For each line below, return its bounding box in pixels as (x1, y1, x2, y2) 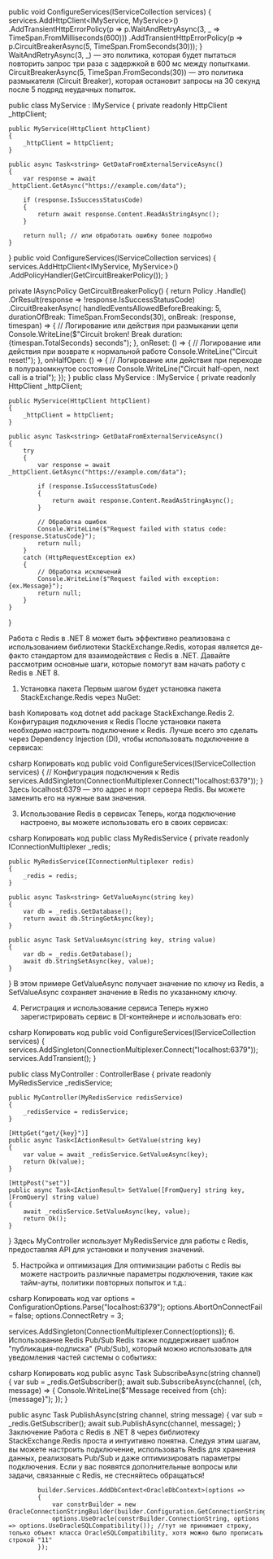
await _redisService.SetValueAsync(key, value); (23, 1207, 191, 1216)
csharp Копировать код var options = (8, 1294, 136, 1303)
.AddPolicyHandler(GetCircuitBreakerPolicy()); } (8, 270, 169, 280)
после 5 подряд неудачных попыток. (8, 85, 136, 94)
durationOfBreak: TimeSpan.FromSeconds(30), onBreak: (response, (8, 312, 236, 321)
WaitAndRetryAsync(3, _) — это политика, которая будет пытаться (8, 50, 236, 59)
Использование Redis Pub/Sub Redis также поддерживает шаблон (8, 1335, 240, 1345)
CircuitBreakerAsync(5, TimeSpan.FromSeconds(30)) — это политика (8, 68, 244, 76)
